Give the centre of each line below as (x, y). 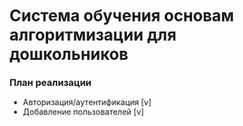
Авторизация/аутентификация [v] (87, 102)
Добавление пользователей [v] (83, 112)
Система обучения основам (122, 16)
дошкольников (69, 54)
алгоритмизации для (93, 35)
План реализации (51, 82)
